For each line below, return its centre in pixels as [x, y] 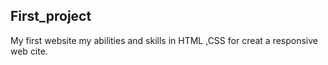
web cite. [29, 51]
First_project [51, 16]
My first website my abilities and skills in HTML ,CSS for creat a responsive [164, 40]
